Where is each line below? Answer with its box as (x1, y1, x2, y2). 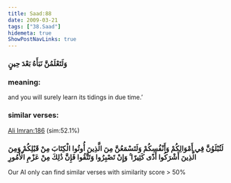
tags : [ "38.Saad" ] (8, 23, 61, 30)
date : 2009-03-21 (8, 17, 58, 24)
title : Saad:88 (8, 10, 52, 17)
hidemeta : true (8, 29, 52, 37)
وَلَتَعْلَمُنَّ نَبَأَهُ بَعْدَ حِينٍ (8, 59, 68, 69)
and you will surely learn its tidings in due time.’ (8, 93, 143, 101)
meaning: (8, 77, 41, 87)
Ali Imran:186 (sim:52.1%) (8, 126, 80, 134)
